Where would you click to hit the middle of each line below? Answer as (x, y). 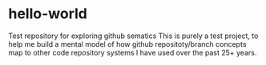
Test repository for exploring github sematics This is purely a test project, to (133, 36)
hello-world (48, 14)
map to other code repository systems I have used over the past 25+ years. (133, 52)
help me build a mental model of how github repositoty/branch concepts (127, 44)
